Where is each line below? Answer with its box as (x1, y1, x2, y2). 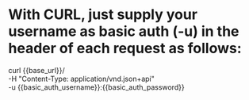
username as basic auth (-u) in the (8, 22, 239, 40)
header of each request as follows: (8, 40, 242, 57)
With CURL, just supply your (8, 6, 198, 24)
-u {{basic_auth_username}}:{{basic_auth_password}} (8, 82, 185, 92)
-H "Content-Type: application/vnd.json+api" (8, 74, 155, 83)
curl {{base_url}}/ (8, 65, 65, 75)
